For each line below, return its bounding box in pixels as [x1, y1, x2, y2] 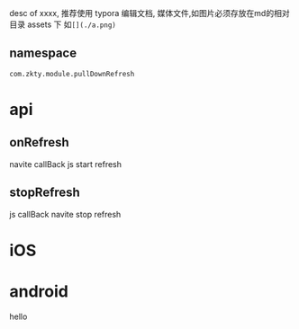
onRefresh [9, 135, 69, 150]
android [9, 281, 69, 301]
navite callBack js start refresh [9, 158, 122, 169]
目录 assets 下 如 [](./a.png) [9, 19, 117, 30]
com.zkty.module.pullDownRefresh [9, 69, 135, 78]
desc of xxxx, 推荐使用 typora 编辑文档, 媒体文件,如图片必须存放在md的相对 [9, 8, 290, 18]
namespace [9, 46, 77, 61]
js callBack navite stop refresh [9, 209, 122, 219]
